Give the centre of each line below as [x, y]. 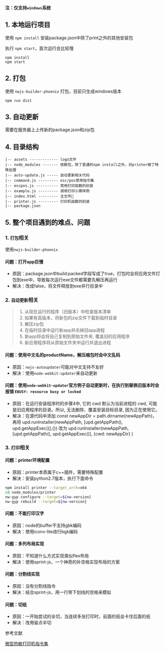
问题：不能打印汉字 [25, 513]
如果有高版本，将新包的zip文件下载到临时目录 [71, 318]
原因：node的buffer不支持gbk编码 [47, 525]
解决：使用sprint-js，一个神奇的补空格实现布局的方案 [66, 562]
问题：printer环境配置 [28, 460]
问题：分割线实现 [22, 574]
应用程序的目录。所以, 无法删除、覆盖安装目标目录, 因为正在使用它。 [90, 409]
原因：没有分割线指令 [34, 586]
